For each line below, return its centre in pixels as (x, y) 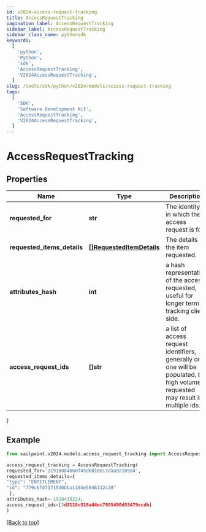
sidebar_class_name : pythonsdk (46, 35)
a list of (176, 329)
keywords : (19, 40)
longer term (182, 303)
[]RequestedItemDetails (124, 247)
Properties (27, 179)
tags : (13, 92)
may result (181, 398)
